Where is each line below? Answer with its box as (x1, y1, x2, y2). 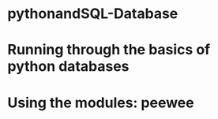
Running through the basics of (7, 41, 211, 59)
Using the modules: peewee (7, 94, 194, 111)
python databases (7, 58, 130, 76)
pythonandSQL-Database (7, 5, 179, 23)
